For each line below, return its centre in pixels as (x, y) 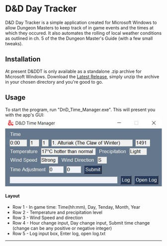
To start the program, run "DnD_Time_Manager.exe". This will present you (80, 110)
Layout (12, 196)
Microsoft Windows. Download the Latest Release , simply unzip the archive (82, 76)
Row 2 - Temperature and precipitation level (57, 212)
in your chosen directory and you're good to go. (54, 82)
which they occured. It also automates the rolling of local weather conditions (83, 33)
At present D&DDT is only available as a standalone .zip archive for (73, 71)
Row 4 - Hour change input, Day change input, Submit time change (81, 223)
